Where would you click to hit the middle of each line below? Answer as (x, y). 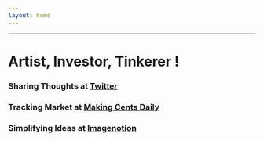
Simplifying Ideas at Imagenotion (73, 128)
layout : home (29, 15)
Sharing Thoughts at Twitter (63, 85)
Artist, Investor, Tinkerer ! (94, 61)
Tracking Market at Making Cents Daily (84, 107)
